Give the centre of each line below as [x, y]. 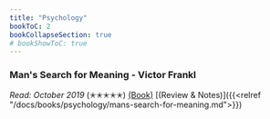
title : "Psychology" [49, 18]
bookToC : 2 [30, 26]
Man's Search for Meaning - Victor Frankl [103, 75]
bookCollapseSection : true [61, 35]
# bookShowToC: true [49, 43]
